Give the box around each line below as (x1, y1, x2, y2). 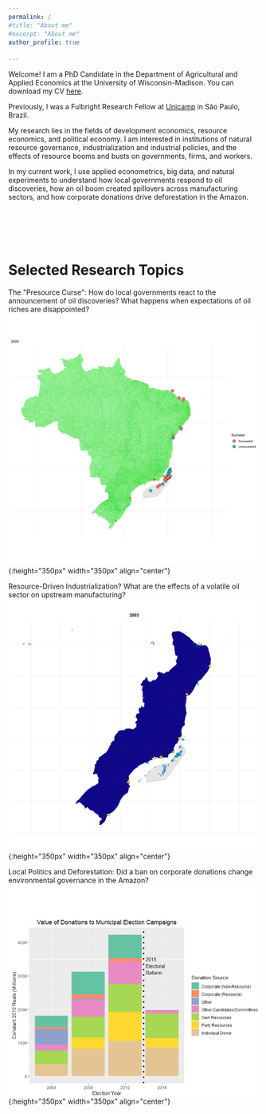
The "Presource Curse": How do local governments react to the (8, 287, 217, 297)
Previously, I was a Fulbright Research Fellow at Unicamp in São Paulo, (8, 102, 241, 112)
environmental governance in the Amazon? (8, 875, 149, 886)
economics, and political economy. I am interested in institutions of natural (8, 134, 252, 144)
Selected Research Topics (8, 261, 185, 279)
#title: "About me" (8, 21, 73, 30)
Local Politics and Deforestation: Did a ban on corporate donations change (8, 867, 253, 877)
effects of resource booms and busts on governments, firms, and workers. (8, 152, 252, 161)
